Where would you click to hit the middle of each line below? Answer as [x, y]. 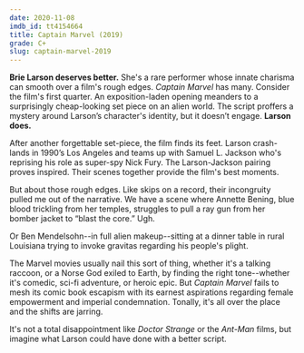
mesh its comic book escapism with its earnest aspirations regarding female [152, 292]
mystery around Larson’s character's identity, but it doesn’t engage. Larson [151, 116]
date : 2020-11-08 [42, 18]
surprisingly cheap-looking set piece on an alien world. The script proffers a [152, 106]
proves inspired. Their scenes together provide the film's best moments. [144, 172]
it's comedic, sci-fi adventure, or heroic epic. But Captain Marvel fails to [144, 283]
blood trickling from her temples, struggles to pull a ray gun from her [137, 209]
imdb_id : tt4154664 [46, 26]
